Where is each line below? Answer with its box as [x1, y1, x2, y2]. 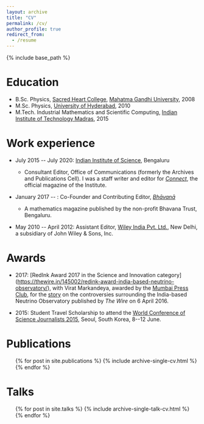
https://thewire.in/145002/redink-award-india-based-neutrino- [17, 278, 175, 285]
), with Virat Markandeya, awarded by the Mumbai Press [47, 284, 189, 292]
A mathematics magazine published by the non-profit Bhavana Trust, [24, 205, 197, 212]
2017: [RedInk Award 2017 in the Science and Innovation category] [15, 271, 181, 278]
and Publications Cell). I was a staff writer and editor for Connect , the [24, 174, 198, 182]
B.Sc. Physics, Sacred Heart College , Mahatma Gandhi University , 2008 [15, 95, 195, 102]
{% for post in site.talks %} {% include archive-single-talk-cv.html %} [15, 405, 190, 412]
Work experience [6, 137, 96, 150]
